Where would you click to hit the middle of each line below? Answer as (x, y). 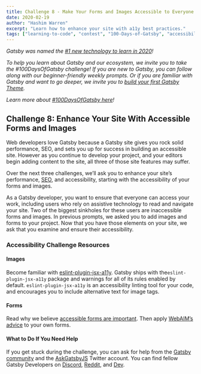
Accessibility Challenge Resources (58, 245)
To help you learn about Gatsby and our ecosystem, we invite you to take (97, 63)
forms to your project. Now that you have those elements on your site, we (97, 223)
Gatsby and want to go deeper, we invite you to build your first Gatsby (93, 82)
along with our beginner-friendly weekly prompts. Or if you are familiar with (100, 76)
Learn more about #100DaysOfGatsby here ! (60, 100)
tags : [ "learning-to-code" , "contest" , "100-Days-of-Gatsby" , (85, 34)
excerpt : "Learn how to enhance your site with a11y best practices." (96, 28)
